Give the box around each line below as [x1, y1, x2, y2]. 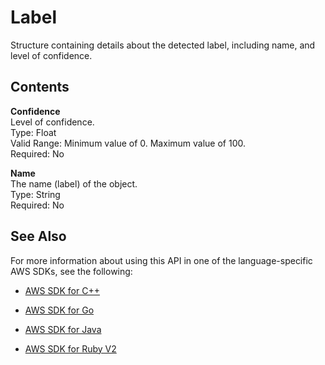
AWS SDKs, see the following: [10, 265, 133, 277]
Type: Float [10, 126, 57, 138]
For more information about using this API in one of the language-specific [10, 254, 313, 266]
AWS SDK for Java [24, 323, 102, 335]
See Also [10, 228, 67, 245]
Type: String [10, 188, 61, 200]
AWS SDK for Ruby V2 [24, 342, 117, 355]
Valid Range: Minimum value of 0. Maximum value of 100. [10, 137, 246, 149]
